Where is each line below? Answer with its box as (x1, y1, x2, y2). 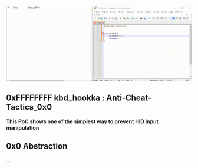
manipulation (6, 124, 39, 131)
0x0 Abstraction (6, 141, 68, 151)
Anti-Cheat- (106, 93, 152, 103)
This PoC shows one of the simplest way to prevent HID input (6, 118, 159, 125)
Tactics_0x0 (6, 102, 52, 112)
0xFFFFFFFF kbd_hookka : (6, 93, 105, 103)
